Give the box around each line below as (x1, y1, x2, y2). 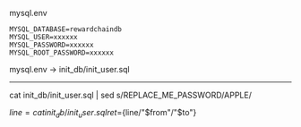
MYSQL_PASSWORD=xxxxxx (9, 40, 94, 49)
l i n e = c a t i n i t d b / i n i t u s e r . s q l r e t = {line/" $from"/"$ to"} (9, 107, 197, 120)
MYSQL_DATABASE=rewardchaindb (9, 25, 123, 34)
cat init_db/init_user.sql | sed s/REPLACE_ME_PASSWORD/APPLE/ (9, 89, 253, 100)
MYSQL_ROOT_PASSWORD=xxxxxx (9, 48, 115, 57)
